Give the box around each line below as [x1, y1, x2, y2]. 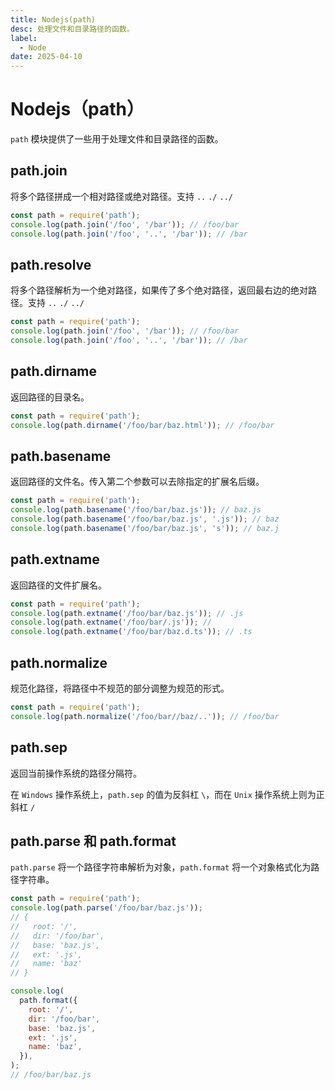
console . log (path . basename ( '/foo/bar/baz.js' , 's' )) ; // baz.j [10, 523, 280, 533]
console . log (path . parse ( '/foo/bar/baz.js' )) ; [10, 903, 203, 913]
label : [10, 33, 38, 43]
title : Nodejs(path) [10, 14, 97, 25]
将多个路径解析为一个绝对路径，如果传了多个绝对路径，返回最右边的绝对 [10, 284, 308, 296]
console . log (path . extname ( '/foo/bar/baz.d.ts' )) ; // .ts [10, 627, 253, 637]
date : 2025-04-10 [10, 52, 83, 62]
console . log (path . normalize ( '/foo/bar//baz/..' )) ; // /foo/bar [10, 711, 280, 721]
